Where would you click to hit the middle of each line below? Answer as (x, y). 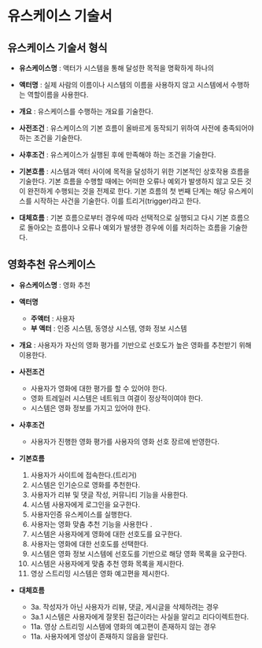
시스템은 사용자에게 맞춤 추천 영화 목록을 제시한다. (107, 563)
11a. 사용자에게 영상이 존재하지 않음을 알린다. (99, 636)
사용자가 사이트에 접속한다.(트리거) (83, 475)
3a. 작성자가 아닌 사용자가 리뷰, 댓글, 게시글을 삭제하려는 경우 (125, 606)
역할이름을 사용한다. (58, 94)
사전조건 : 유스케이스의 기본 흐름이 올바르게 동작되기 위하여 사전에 (120, 128)
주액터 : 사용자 (53, 318)
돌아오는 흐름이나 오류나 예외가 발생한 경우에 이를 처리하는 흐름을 (127, 228)
